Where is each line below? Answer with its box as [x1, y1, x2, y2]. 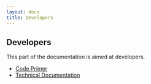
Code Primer [15, 65, 48, 72]
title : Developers [6, 15, 53, 21]
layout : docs [6, 9, 40, 15]
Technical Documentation [15, 71, 80, 79]
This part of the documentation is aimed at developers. [6, 53, 145, 61]
